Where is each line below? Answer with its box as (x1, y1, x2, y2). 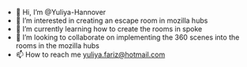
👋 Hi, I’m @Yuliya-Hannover (15, 8, 107, 17)
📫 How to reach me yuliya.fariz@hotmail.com (15, 50, 166, 59)
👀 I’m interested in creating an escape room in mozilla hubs (15, 16, 208, 25)
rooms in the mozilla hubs (15, 41, 100, 50)
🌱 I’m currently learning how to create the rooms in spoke (15, 24, 203, 33)
